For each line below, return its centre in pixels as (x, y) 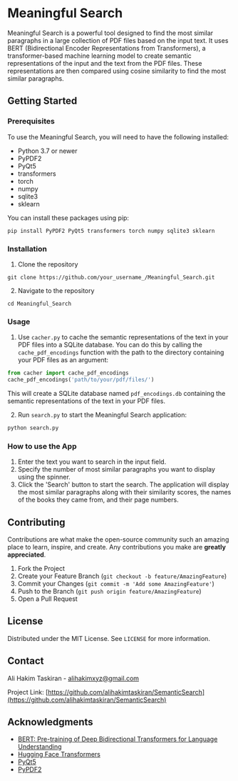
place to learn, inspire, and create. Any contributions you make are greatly (117, 547)
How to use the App (42, 446)
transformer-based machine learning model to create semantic (100, 56)
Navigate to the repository (56, 290)
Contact (26, 661)
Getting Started (42, 101)
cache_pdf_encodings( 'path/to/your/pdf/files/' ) (81, 380)
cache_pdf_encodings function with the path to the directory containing (121, 352)
